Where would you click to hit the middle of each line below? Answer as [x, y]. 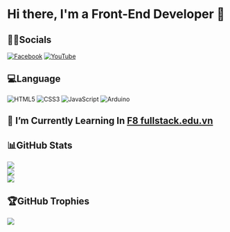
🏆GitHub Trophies [48, 201]
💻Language [34, 79]
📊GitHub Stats [40, 145]
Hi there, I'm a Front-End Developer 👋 [116, 14]
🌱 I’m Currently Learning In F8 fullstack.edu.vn [110, 121]
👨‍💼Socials [29, 40]
